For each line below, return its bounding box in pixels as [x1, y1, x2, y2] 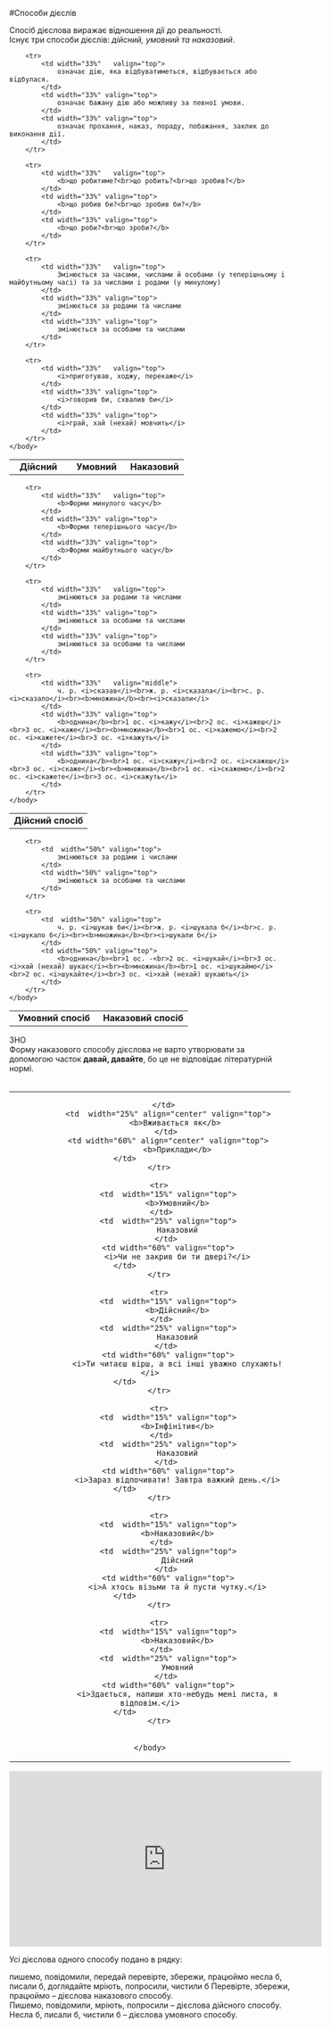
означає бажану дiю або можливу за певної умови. [56, 98, 245, 107]
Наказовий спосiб [102, 1012, 184, 1024]
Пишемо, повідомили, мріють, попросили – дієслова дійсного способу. [9, 2000, 282, 2010]
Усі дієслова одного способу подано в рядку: [9, 1954, 183, 1965]
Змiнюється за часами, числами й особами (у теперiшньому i [56, 270, 285, 279]
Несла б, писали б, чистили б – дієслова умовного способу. [9, 2009, 238, 2020]
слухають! [240, 1359, 283, 1368]
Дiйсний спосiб [13, 814, 84, 827]
